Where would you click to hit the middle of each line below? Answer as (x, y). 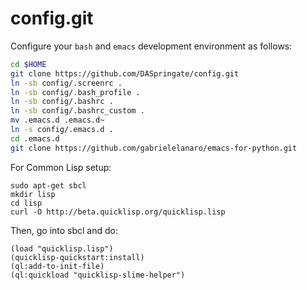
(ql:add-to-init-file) (57, 266)
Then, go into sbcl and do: (64, 230)
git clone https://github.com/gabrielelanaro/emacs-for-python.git (154, 148)
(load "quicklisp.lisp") (62, 248)
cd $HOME (28, 64)
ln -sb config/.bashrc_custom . (77, 111)
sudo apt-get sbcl (48, 185)
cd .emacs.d (35, 138)
